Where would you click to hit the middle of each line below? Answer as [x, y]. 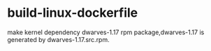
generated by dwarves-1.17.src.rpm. [58, 39]
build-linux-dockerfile [73, 13]
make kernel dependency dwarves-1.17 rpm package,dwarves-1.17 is [106, 32]
